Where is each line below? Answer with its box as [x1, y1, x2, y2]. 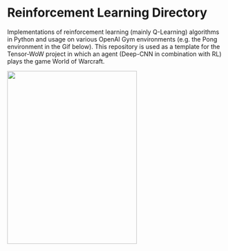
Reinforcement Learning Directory [7, 5, 207, 21]
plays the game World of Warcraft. [7, 57, 105, 65]
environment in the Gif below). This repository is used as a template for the [7, 42, 220, 50]
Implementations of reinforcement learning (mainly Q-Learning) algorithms [7, 28, 220, 36]
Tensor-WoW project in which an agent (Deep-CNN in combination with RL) [7, 50, 222, 58]
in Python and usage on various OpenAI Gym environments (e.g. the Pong [7, 35, 218, 43]
